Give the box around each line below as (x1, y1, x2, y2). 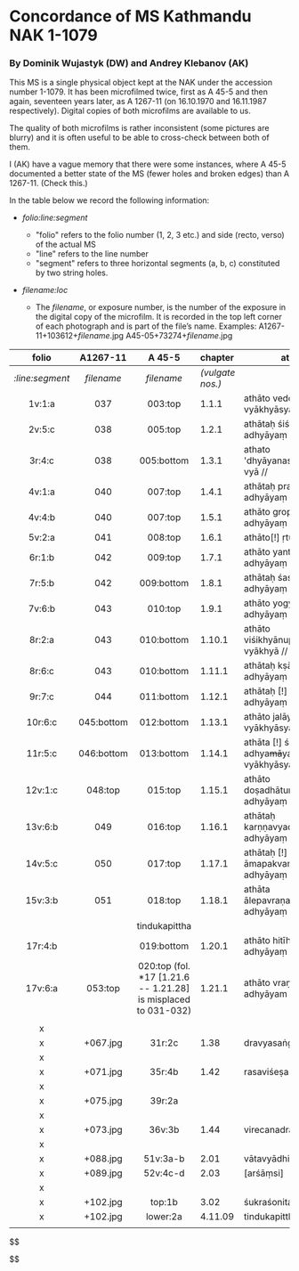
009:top (147, 551, 182, 564)
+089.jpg (84, 1167, 123, 1179)
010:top (147, 603, 182, 615)
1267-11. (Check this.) (9, 178, 88, 189)
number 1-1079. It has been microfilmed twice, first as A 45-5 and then (9, 86, 269, 97)
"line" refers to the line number (35, 248, 149, 259)
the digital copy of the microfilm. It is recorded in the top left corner (35, 312, 282, 322)
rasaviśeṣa (243, 1066, 289, 1079)
